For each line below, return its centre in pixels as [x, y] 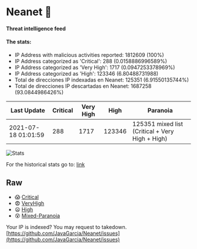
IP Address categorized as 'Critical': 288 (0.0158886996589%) [91, 61]
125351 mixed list [158, 124]
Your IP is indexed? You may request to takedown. [67, 227]
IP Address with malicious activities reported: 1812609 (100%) [89, 54]
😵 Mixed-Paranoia [37, 216]
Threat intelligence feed [36, 28]
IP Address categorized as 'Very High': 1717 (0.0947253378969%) [95, 67]
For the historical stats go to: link [45, 164]
